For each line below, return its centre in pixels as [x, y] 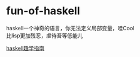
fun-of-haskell [43, 11]
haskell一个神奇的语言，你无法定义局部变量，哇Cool [70, 28]
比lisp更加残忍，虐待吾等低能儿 [45, 35]
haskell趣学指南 [25, 48]
